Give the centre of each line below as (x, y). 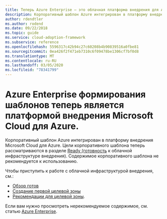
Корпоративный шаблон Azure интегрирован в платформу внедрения (79, 140)
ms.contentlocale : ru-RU (31, 61)
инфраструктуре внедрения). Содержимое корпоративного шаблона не (82, 156)
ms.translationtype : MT (30, 56)
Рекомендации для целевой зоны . (49, 196)
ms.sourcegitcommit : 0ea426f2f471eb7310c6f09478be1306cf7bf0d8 (72, 51)
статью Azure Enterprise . (31, 211)
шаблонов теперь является (65, 105)
